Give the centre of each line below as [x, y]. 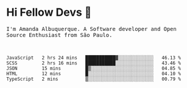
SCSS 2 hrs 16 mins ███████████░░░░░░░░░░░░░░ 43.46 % [94, 63]
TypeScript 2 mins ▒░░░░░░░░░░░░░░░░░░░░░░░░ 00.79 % [94, 79]
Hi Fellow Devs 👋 [49, 12]
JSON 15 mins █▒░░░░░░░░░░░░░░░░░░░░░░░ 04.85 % [94, 68]
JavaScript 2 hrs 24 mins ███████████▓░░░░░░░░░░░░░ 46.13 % [94, 58]
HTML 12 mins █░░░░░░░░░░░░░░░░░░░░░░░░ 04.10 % [94, 73]
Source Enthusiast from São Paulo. [59, 35]
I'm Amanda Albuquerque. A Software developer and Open [91, 29]
